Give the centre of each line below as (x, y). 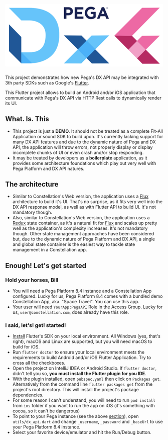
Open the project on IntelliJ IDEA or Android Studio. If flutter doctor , (85, 368)
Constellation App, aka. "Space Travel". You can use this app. (76, 302)
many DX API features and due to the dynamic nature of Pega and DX (84, 142)
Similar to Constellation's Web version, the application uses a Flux (80, 196)
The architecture (32, 184)
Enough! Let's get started (46, 266)
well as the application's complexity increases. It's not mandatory (80, 228)
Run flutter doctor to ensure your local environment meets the (78, 352)
